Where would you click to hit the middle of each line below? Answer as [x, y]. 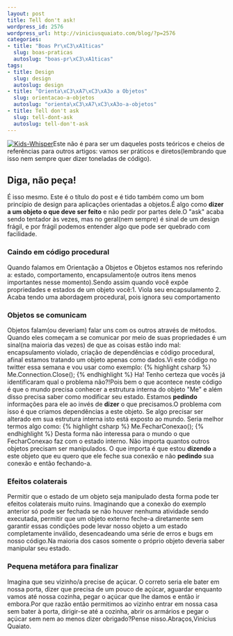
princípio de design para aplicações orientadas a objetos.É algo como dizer [115, 204]
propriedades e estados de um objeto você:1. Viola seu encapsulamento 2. [114, 289]
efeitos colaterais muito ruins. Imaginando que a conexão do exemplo [107, 504]
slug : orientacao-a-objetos [54, 98]
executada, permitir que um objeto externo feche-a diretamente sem [105, 519]
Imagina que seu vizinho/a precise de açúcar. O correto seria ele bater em [113, 582]
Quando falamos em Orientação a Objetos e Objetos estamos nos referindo [115, 267]
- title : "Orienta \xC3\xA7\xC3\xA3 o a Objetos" [78, 91]
